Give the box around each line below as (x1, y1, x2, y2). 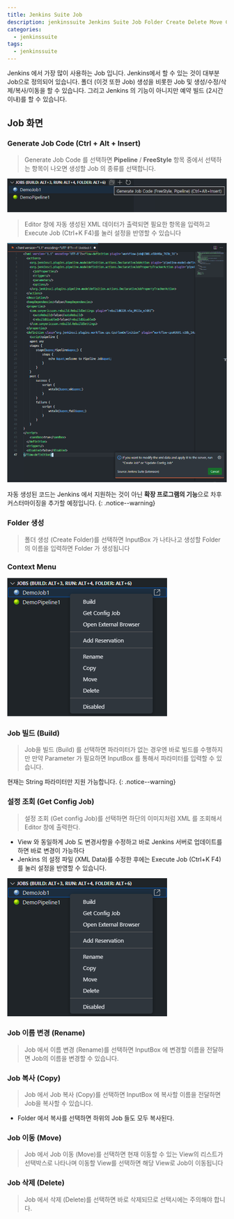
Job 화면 (7, 117, 44, 129)
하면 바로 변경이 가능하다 (17, 846, 85, 854)
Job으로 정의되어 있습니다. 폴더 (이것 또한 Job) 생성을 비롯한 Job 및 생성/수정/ (7, 77, 221, 86)
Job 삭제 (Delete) (7, 1178, 65, 1188)
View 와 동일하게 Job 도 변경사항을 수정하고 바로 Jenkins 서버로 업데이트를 (17, 837, 223, 846)
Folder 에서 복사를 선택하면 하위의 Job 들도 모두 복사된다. (17, 1114, 175, 1122)
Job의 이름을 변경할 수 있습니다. (31, 1054, 119, 1062)
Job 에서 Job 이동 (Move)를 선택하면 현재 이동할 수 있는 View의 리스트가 (24, 1150, 224, 1158)
